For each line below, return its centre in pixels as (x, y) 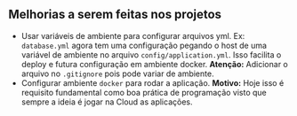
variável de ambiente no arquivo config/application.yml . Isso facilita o (151, 54)
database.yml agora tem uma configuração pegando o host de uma (144, 45)
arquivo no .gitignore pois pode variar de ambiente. (117, 73)
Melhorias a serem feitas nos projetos (115, 15)
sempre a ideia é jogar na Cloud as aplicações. (107, 102)
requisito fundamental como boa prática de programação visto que (144, 92)
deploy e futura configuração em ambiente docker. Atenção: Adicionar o (154, 64)
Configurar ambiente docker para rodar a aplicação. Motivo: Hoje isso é (153, 82)
